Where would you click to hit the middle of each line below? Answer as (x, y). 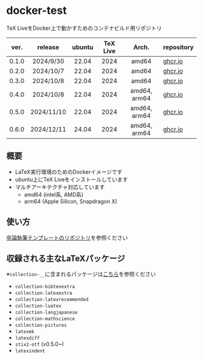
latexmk (24, 332)
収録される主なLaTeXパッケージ (66, 258)
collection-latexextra (43, 293)
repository (178, 47)
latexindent (30, 351)
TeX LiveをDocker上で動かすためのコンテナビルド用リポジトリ (84, 28)
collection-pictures (41, 325)
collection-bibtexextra (45, 287)
